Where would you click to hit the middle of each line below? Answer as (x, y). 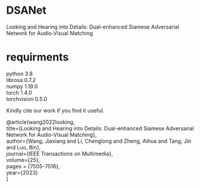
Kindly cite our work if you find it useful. (55, 110)
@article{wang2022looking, (41, 122)
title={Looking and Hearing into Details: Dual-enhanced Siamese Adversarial (100, 128)
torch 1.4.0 (19, 92)
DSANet (26, 10)
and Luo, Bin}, (24, 147)
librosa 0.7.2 (21, 80)
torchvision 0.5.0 (27, 99)
